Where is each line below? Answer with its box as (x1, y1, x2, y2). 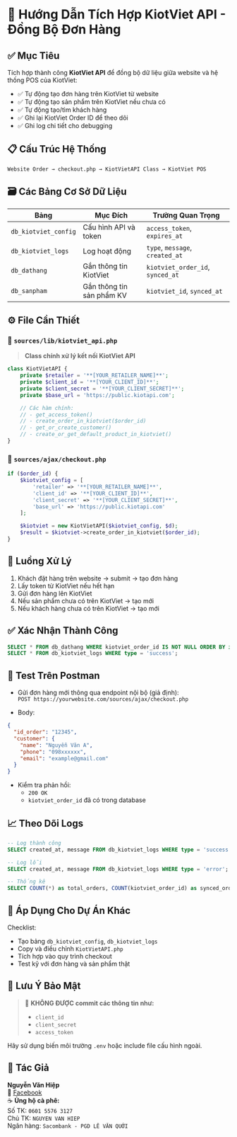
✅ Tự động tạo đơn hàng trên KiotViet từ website (17, 90, 159, 98)
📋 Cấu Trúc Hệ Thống (7, 143, 107, 155)
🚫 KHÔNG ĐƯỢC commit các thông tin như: (24, 998, 154, 1007)
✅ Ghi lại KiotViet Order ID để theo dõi (17, 113, 128, 122)
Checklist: (7, 923, 37, 932)
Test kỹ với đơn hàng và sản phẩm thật (17, 959, 130, 969)
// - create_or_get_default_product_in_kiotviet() (20, 431, 172, 438)
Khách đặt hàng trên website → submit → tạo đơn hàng (17, 573, 178, 583)
